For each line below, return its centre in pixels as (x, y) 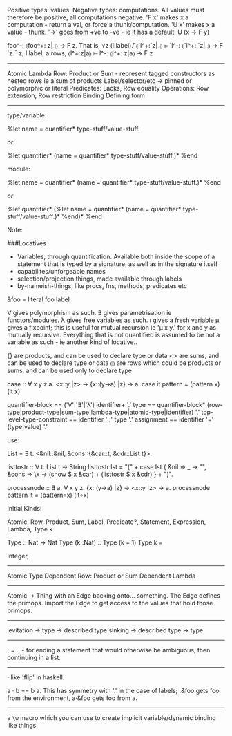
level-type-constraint (37, 419)
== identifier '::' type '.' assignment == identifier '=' (141, 419)
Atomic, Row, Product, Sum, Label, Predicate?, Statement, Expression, (107, 522)
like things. (22, 725)
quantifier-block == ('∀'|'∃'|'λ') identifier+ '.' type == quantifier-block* (106, 405)
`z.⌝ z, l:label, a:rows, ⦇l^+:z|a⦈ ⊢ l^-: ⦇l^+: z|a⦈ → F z (80, 53)
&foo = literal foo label (39, 299)
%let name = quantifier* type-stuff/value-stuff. (74, 129)
